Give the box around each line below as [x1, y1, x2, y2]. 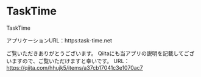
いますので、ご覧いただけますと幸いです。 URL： [6, 57, 130, 64]
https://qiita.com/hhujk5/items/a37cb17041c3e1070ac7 [6, 64, 143, 71]
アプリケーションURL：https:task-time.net [6, 36, 113, 44]
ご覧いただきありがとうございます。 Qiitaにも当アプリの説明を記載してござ [6, 50, 195, 57]
